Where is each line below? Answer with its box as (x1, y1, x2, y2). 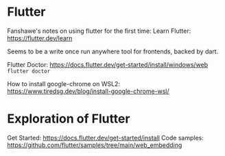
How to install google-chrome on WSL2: (7, 79, 120, 88)
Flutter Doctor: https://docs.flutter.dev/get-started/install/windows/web (7, 60, 209, 68)
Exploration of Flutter (7, 111, 130, 127)
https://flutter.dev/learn (7, 34, 73, 42)
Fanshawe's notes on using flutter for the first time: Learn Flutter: (7, 27, 191, 35)
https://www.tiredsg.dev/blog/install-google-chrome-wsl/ (7, 87, 169, 95)
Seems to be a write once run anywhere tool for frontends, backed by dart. (7, 47, 219, 55)
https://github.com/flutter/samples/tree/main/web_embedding (7, 141, 182, 149)
